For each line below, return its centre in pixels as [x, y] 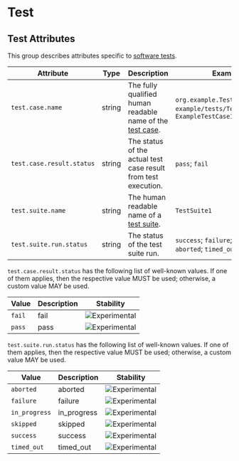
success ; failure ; [204, 240]
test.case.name [37, 107]
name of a [145, 215]
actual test [145, 159]
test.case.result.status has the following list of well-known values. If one [117, 271]
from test [143, 177]
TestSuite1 [193, 211]
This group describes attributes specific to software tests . [92, 55]
